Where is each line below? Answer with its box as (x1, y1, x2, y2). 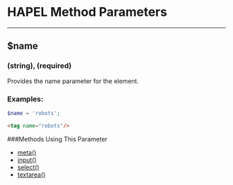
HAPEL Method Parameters (7, 4, 168, 20)
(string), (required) (7, 61, 72, 71)
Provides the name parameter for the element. (7, 77, 139, 85)
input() (17, 155, 37, 164)
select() (17, 163, 40, 171)
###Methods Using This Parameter (7, 134, 107, 143)
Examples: (7, 94, 44, 104)
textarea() (17, 170, 46, 179)
